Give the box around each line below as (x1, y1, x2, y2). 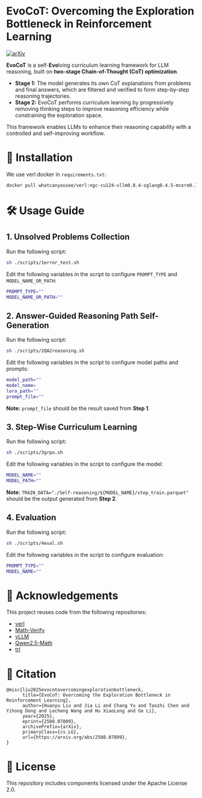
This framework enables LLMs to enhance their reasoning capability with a (6, 123, 191, 130)
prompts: (6, 365, 29, 372)
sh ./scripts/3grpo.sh (6, 450, 63, 456)
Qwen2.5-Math (14, 639, 53, 647)
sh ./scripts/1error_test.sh (6, 259, 79, 266)
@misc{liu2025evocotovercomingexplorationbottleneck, (6, 687, 144, 693)
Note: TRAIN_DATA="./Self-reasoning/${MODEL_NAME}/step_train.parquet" (6, 489, 189, 495)
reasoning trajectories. (14, 92, 71, 99)
